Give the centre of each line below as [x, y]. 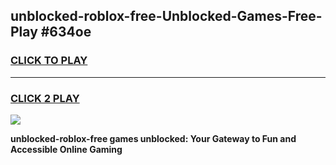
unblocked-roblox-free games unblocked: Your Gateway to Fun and [153, 138]
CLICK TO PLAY [49, 61]
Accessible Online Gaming [66, 149]
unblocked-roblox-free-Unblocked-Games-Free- [166, 16]
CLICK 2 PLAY [45, 98]
